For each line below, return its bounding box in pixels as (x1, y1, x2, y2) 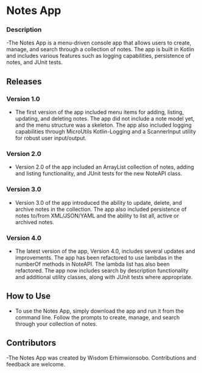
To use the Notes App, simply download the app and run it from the (15, 307, 184, 314)
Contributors (6, 338, 57, 348)
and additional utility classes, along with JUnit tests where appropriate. (15, 274, 193, 281)
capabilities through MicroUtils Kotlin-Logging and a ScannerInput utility (15, 128, 197, 135)
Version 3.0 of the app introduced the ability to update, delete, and (15, 199, 183, 206)
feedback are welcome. (6, 360, 66, 368)
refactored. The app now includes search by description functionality (15, 267, 189, 274)
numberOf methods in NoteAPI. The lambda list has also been (15, 260, 170, 268)
